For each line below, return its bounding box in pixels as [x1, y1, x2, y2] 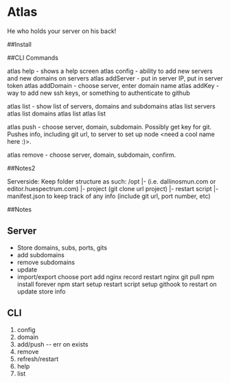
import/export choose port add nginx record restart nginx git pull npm [16, 272, 215, 281]
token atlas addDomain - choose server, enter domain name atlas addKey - [7, 81, 220, 89]
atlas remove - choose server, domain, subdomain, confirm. [7, 151, 176, 159]
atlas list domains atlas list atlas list [7, 109, 106, 118]
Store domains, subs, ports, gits [16, 243, 108, 252]
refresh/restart [16, 355, 59, 363]
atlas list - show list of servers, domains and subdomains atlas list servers [7, 102, 216, 110]
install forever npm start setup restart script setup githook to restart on [16, 280, 218, 288]
